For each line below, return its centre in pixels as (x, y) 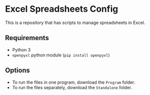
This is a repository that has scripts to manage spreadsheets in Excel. (75, 23)
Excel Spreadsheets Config (62, 9)
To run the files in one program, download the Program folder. (74, 82)
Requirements (27, 38)
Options (18, 70)
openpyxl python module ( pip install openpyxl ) (61, 55)
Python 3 (21, 49)
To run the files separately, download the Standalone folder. (72, 87)
